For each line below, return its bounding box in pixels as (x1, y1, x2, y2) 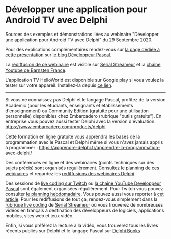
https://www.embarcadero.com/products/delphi (5, 123, 106, 130)
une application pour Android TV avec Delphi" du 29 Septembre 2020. (5, 37, 153, 43)
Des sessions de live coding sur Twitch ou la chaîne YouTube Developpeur (5, 180, 161, 186)
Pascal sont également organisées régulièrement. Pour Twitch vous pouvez (5, 185, 164, 191)
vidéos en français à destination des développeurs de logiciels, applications (5, 207, 164, 213)
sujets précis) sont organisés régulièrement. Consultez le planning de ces (5, 165, 159, 171)
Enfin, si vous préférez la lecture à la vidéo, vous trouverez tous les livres (5, 222, 159, 228)
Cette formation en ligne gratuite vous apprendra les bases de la (5, 133, 140, 140)
